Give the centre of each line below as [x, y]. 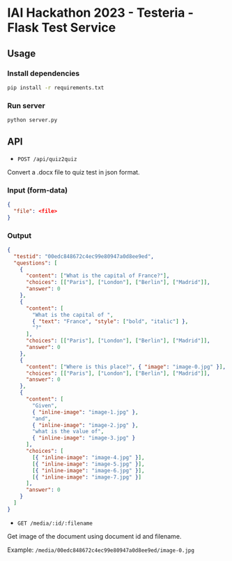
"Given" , [45, 405]
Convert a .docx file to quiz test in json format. [74, 172]
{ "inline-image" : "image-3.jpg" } [84, 438]
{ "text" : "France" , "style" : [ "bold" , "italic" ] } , [110, 321]
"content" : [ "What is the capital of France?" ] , [98, 276]
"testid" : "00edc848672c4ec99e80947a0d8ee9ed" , [84, 256]
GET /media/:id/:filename [55, 523]
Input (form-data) [38, 190]
